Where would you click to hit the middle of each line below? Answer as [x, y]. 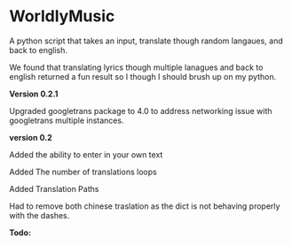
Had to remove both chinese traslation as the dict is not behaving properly [145, 206]
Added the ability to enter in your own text [86, 154]
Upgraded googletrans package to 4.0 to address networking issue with [141, 111]
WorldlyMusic [62, 16]
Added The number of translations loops [83, 172]
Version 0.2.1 [34, 94]
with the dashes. [39, 215]
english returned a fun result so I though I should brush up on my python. [143, 76]
